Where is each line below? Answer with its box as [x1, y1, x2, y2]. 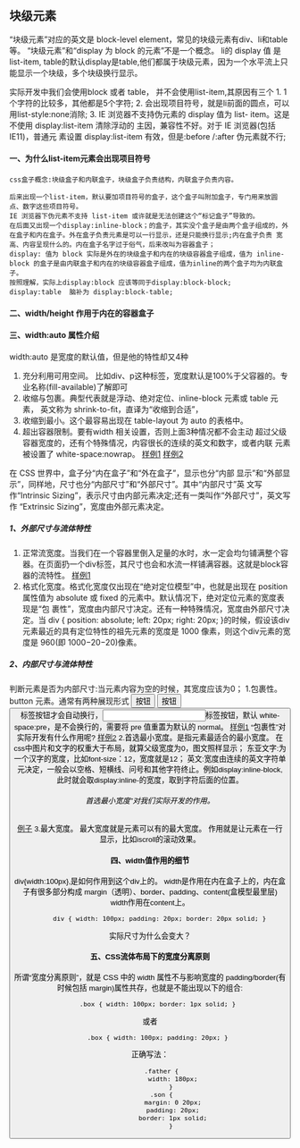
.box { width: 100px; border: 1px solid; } [79, 1000, 237, 1009]
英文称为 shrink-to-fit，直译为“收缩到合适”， [39, 403, 204, 414]
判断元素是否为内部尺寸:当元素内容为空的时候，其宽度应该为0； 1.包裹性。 [9, 683, 283, 694]
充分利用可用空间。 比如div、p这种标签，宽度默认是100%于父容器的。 [21, 370, 281, 381]
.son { [150, 1090, 173, 1099]
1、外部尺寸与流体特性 [9, 523, 92, 534]
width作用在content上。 [110, 898, 190, 907]
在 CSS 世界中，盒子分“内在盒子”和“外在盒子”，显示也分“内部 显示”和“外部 [9, 468, 283, 478]
